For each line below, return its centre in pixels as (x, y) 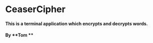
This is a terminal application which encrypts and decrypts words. (77, 23)
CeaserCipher (36, 9)
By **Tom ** (19, 35)
